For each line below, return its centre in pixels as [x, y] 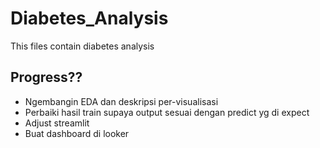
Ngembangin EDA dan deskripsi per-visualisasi [121, 101]
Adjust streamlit [57, 123]
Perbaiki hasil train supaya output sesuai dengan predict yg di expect [167, 112]
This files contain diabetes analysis [82, 46]
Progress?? [46, 77]
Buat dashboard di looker [77, 133]
